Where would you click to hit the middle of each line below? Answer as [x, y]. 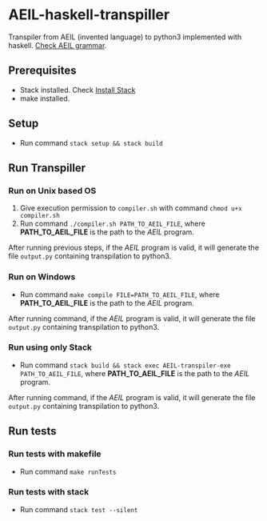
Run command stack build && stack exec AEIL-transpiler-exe [126, 365]
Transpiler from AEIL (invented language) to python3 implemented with [125, 37]
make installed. [45, 98]
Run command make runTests [68, 471]
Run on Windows [42, 277]
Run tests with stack [49, 492]
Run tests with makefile [55, 454]
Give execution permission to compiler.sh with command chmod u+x [131, 208]
